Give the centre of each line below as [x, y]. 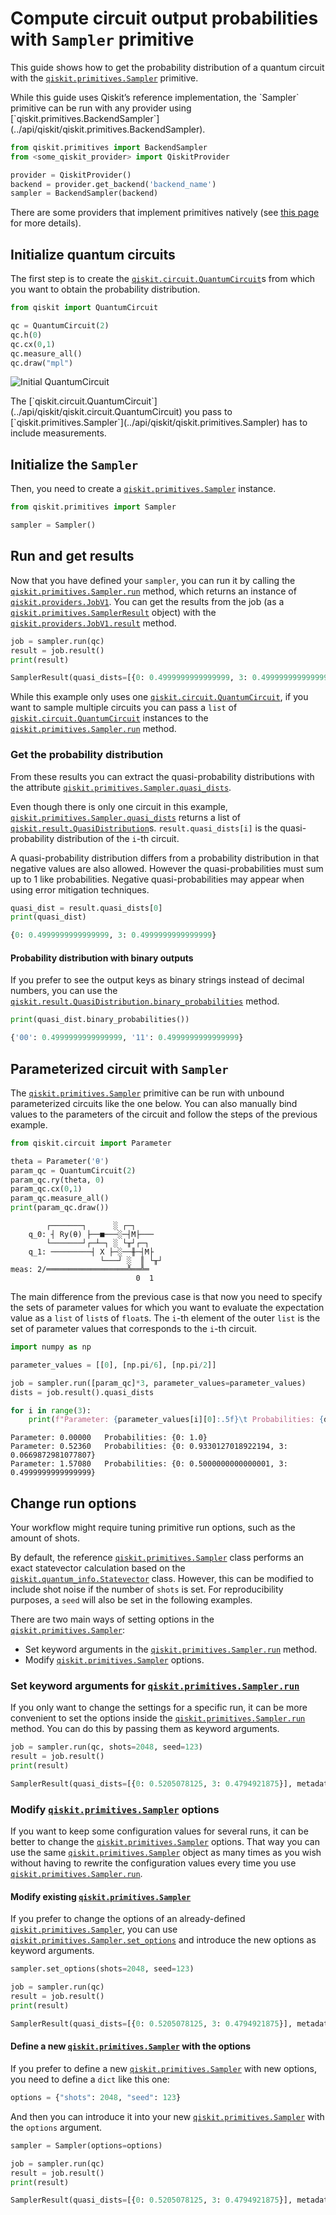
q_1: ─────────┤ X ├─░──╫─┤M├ [91, 1252]
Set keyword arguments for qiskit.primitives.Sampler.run [155, 1686]
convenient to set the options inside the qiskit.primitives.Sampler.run [158, 1718]
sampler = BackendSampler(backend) [84, 193]
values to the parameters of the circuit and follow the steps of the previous [164, 1114]
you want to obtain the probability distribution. [105, 289]
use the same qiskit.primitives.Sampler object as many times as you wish [166, 1853]
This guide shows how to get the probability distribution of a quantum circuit [167, 67]
